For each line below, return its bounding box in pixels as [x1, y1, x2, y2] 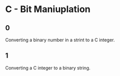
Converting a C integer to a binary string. [5, 64, 91, 71]
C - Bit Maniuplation [5, 4, 91, 15]
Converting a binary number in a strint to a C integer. [5, 37, 115, 43]
